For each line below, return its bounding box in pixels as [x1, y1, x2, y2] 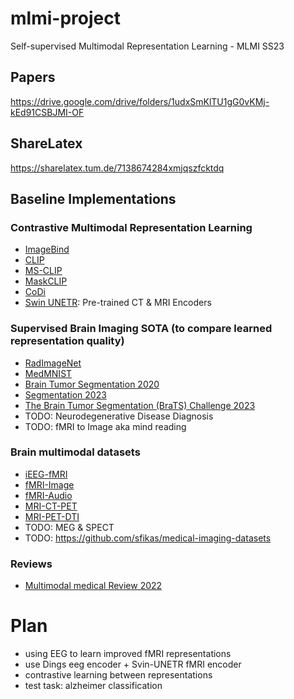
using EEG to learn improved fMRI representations [24, 648, 232, 660]
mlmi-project [10, 7, 121, 30]
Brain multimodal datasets [10, 445, 141, 459]
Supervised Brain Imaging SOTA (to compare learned [10, 322, 273, 336]
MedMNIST [24, 367, 73, 379]
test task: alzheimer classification [24, 680, 163, 692]
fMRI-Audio [24, 489, 73, 501]
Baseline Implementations [10, 190, 177, 207]
